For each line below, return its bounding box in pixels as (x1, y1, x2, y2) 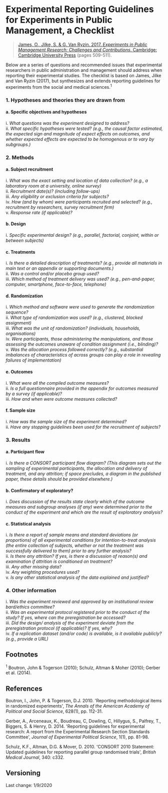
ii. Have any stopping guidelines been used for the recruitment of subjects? (5, 424, 161, 430)
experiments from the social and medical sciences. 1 (5, 83, 112, 90)
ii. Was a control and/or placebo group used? (5, 271, 99, 277)
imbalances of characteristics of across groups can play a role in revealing (5, 352, 161, 358)
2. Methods (5, 154, 34, 161)
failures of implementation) (5, 357, 61, 363)
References (5, 684, 42, 693)
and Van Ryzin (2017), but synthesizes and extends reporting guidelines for (5, 78, 160, 84)
